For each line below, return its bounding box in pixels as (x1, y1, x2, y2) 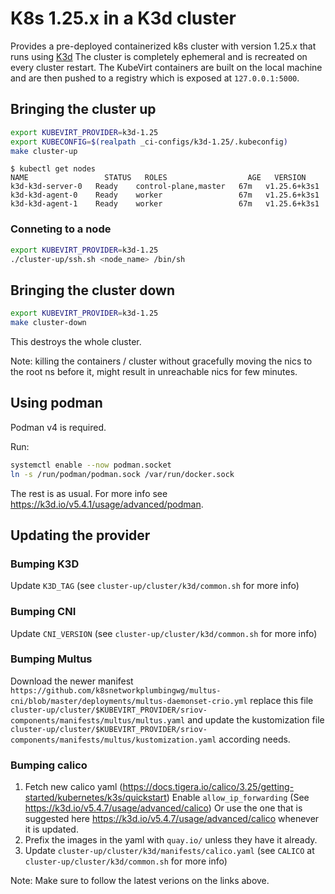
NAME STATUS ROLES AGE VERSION (10, 173, 307, 183)
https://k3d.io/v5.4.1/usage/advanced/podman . (10, 498, 204, 510)
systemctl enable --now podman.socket (10, 460, 172, 470)
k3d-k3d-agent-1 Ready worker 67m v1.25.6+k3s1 (10, 199, 320, 209)
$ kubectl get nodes (10, 164, 97, 174)
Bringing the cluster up (10, 101, 157, 118)
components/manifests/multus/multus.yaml (10, 715, 186, 726)
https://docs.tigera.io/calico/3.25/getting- (122, 781, 295, 793)
